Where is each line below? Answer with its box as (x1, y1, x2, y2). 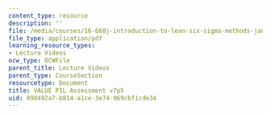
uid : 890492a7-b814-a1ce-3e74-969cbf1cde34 (8, 94, 157, 102)
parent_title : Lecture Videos (8, 64, 110, 72)
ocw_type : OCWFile (8, 57, 70, 65)
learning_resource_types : (8, 42, 95, 50)
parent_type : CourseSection (8, 71, 103, 79)
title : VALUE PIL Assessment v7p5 (8, 86, 125, 95)
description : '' (8, 19, 63, 27)
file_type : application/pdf (8, 34, 103, 43)
